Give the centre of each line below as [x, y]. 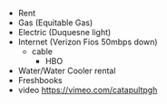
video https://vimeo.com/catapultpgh [88, 90]
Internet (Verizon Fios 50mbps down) [88, 42]
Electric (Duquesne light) [64, 32]
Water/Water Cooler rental [67, 71]
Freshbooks [40, 80]
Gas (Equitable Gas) [55, 23]
